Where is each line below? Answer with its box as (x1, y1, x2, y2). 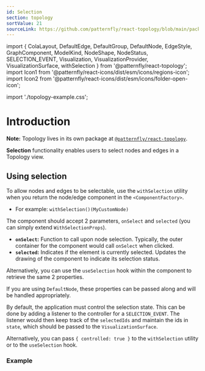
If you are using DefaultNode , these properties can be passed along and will (6, 285, 196, 292)
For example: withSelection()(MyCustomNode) (15, 206, 129, 212)
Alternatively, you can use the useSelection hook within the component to (6, 267, 192, 274)
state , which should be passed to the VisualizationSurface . (6, 323, 159, 330)
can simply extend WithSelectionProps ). (6, 224, 107, 231)
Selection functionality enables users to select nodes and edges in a (6, 147, 179, 154)
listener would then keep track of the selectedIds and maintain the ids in (6, 317, 189, 323)
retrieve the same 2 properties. (6, 273, 84, 281)
